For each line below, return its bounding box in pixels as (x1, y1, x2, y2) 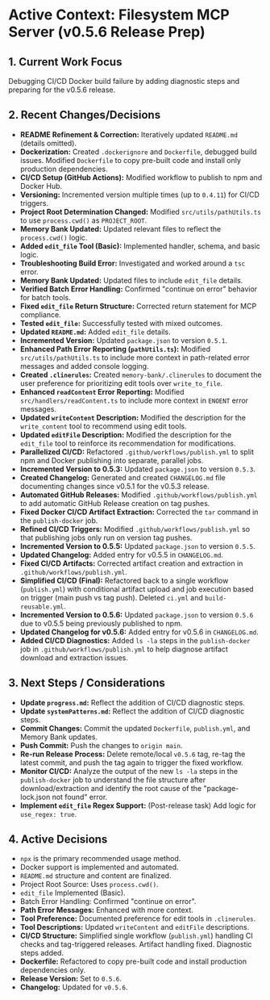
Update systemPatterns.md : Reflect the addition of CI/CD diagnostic (19, 706, 245, 716)
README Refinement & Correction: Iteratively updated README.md (19, 129, 238, 139)
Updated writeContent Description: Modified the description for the (19, 412, 246, 422)
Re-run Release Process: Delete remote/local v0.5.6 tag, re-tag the (19, 749, 246, 759)
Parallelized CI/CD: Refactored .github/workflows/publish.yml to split (19, 446, 254, 457)
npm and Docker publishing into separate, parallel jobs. (19, 455, 204, 465)
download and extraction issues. (19, 652, 129, 663)
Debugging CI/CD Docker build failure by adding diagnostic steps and (8, 77, 240, 86)
